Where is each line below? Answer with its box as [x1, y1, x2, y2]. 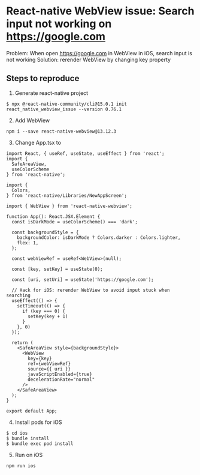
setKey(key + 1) [28, 313, 68, 319]
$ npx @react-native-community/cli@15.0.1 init [6, 101, 128, 107]
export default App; [6, 408, 58, 414]
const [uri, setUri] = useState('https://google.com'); [11, 276, 154, 283]
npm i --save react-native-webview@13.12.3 [6, 128, 117, 135]
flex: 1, [17, 240, 39, 246]
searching [6, 292, 31, 298]
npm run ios [6, 462, 36, 469]
